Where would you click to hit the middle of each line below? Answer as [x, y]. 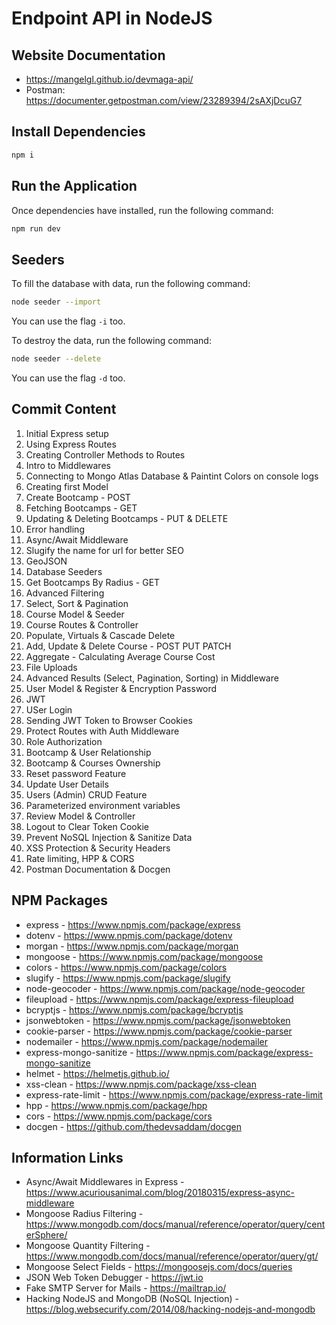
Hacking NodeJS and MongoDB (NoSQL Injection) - [132, 1299]
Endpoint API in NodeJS [112, 18]
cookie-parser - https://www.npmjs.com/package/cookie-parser [159, 1031]
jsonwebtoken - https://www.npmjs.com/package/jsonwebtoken [158, 1020]
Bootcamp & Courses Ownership [93, 763]
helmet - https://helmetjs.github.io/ [97, 1073]
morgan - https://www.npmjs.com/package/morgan [132, 946]
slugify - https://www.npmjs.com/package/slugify [128, 978]
